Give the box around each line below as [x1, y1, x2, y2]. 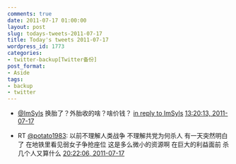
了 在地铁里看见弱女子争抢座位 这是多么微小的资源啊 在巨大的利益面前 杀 [17, 140, 230, 149]
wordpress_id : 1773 [7, 43, 65, 50]
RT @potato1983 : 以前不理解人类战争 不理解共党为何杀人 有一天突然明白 [17, 132, 228, 140]
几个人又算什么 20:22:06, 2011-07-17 [17, 149, 125, 158]
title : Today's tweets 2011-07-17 [7, 37, 110, 44]
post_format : [7, 63, 46, 70]
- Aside [7, 69, 30, 76]
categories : [7, 50, 42, 57]
